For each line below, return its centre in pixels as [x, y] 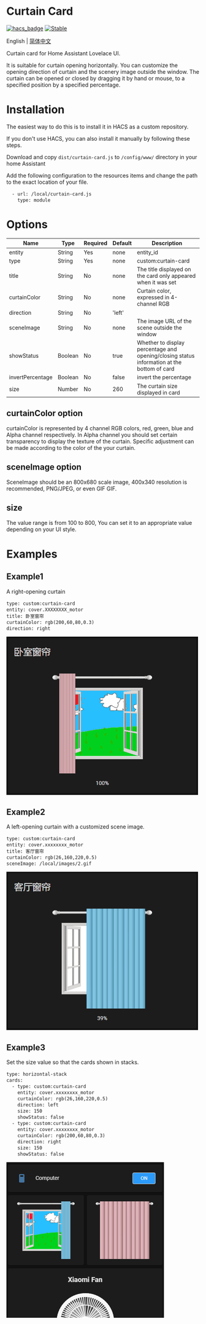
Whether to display [161, 343]
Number [68, 389]
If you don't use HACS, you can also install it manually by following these [98, 138]
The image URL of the [164, 321]
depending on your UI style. [41, 529]
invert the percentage [164, 377]
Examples [32, 554]
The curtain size [157, 386]
